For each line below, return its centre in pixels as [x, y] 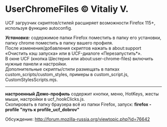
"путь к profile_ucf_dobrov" [49, 109]
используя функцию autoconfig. [39, 28]
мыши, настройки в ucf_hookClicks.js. [45, 99]
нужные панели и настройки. [36, 64]
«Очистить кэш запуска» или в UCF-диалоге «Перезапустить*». [73, 53]
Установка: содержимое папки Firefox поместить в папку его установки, [83, 38]
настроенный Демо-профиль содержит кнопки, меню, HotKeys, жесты [82, 94]
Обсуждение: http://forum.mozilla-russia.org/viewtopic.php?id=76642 [78, 119]
